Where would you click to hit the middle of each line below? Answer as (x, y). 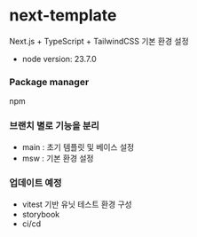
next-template (63, 16)
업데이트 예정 (35, 183)
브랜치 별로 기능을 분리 (55, 126)
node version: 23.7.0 (59, 59)
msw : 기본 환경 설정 (58, 158)
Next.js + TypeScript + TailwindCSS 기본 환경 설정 (99, 41)
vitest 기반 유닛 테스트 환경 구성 (77, 204)
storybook (41, 214)
